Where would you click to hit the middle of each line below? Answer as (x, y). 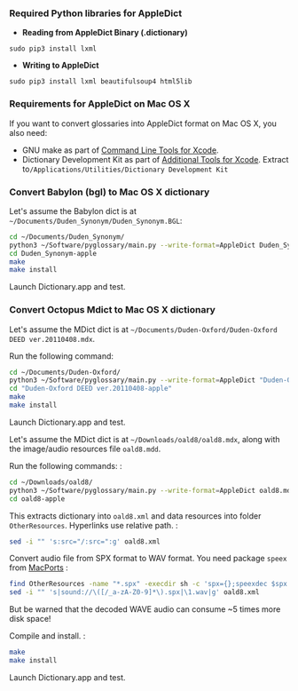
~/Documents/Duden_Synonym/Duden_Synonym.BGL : (96, 220)
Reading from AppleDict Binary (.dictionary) (105, 33)
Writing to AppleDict (60, 66)
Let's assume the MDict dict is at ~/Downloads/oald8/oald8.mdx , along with (145, 439)
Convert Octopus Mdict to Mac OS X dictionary (112, 310)
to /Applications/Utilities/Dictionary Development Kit (125, 169)
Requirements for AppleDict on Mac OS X (100, 104)
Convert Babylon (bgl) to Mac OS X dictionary (110, 192)
